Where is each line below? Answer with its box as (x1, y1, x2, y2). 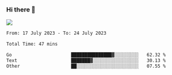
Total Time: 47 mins (6, 41, 59, 47)
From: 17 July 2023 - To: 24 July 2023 (6, 30, 107, 37)
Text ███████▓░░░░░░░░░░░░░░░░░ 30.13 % (6, 57, 166, 64)
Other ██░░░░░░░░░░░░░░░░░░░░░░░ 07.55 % (6, 63, 166, 69)
